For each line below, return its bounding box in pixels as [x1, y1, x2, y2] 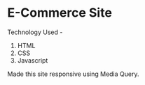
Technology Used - [7, 28, 63, 36]
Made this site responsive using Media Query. [7, 70, 139, 78]
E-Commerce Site [7, 5, 112, 21]
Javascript [17, 56, 48, 64]
